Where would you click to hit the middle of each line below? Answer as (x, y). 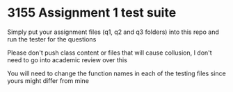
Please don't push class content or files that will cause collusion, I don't (110, 53)
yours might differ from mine (48, 80)
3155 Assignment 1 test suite (92, 13)
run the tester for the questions (52, 39)
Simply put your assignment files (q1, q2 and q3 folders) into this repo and (113, 32)
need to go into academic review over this (67, 59)
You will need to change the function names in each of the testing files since (116, 73)
